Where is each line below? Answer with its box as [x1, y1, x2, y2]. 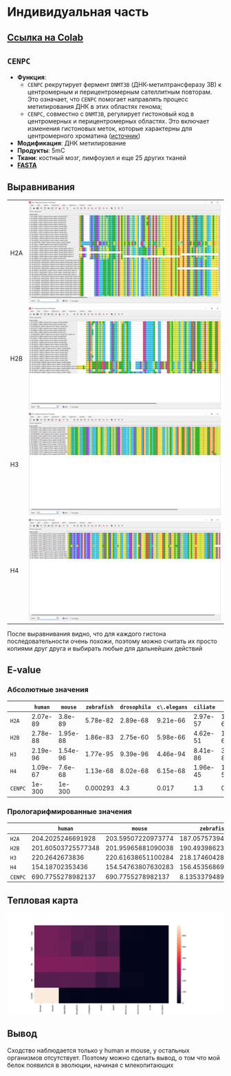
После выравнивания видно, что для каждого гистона [7, 629, 166, 638]
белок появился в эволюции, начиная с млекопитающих [7, 1061, 174, 1069]
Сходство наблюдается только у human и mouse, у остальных [7, 1046, 190, 1055]
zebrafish [85, 704, 114, 711]
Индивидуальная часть [7, 4, 149, 20]
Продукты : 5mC [16, 146, 65, 155]
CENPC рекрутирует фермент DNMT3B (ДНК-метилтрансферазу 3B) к [27, 81, 222, 89]
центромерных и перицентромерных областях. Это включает [27, 117, 210, 125]
